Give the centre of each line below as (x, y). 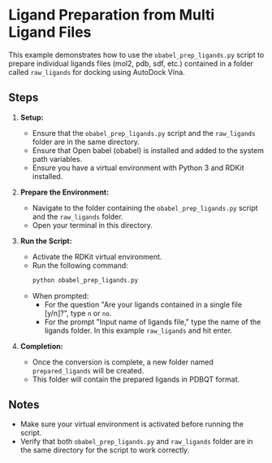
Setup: (32, 117)
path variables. (57, 159)
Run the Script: (46, 241)
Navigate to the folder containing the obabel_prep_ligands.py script (145, 207)
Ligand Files (50, 32)
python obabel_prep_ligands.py (85, 280)
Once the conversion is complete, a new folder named (123, 362)
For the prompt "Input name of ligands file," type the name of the (153, 321)
